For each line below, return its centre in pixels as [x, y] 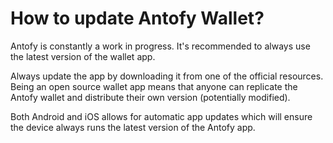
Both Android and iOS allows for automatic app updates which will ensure [161, 116]
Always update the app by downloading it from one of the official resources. [167, 76]
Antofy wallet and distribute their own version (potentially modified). [150, 97]
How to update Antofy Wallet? [137, 18]
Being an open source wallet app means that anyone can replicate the [154, 86]
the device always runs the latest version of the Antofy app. [133, 127]
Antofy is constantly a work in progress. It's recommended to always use [160, 46]
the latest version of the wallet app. [83, 56]
